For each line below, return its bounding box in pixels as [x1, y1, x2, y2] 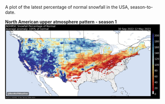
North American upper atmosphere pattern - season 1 [5, 19, 117, 25]
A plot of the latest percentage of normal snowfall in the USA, [5, 4, 129, 10]
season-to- [130, 4, 153, 10]
